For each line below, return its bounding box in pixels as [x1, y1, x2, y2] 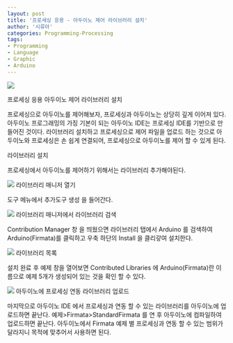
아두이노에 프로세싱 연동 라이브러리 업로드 [15, 287, 130, 295]
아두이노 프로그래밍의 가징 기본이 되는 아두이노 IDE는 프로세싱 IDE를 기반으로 [7, 119, 216, 127]
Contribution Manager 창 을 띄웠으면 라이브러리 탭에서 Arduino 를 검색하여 [7, 224, 214, 234]
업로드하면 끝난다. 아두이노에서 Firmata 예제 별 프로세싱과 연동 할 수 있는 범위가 [7, 319, 224, 328]
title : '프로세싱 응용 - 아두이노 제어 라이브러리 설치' [7, 17, 148, 24]
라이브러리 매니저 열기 [15, 181, 76, 189]
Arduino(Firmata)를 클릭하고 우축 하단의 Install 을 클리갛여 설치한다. [7, 234, 193, 242]
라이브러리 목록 [15, 248, 58, 257]
